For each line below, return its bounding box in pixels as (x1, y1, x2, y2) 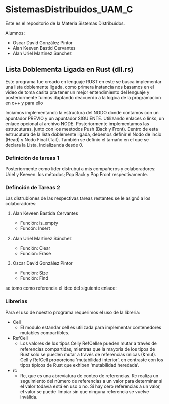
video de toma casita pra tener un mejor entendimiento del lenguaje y (5, 89, 150, 95)
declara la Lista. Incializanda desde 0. (5, 142, 84, 148)
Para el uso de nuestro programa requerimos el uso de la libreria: (5, 309, 140, 315)
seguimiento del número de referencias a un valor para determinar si (20, 378, 163, 384)
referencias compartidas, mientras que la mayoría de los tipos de (20, 345, 155, 352)
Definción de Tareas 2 (5, 184, 61, 191)
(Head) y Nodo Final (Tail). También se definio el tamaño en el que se (5, 136, 149, 142)
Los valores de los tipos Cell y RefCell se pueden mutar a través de (20, 340, 157, 347)
